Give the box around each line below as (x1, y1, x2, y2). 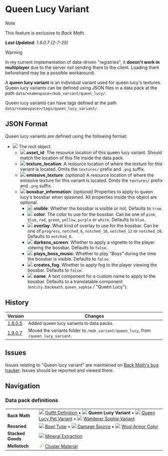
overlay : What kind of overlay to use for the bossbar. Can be (33, 222, 158, 229)
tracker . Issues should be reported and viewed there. (5, 367, 114, 373)
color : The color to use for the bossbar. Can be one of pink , (33, 211, 156, 217)
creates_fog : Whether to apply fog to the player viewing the (33, 262, 157, 268)
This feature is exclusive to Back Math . (5, 30, 85, 36)
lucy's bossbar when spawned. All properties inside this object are (19, 194, 157, 200)
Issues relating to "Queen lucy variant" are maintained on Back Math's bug (5, 362, 159, 368)
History (5, 298, 29, 307)
